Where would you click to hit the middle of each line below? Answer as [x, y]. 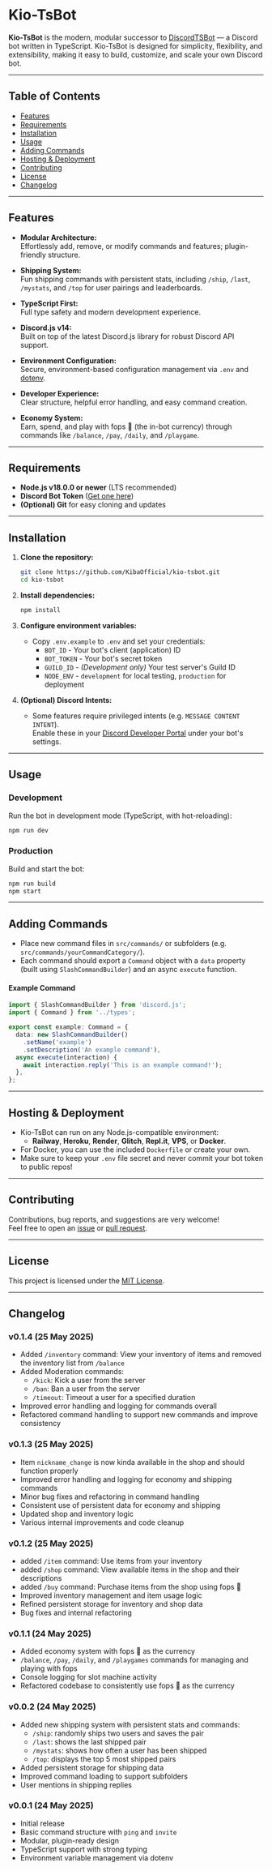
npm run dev [28, 830]
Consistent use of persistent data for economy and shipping [120, 1505]
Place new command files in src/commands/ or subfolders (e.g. [123, 944]
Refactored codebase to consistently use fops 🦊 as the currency [127, 1686]
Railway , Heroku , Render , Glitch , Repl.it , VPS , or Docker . [129, 1141]
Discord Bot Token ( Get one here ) [77, 496]
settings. [47, 741]
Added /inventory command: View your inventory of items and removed [140, 1355]
